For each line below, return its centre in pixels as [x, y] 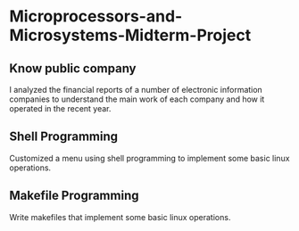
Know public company [73, 68]
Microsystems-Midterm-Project [130, 35]
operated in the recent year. [60, 108]
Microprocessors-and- [96, 16]
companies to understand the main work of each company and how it [137, 99]
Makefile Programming [74, 196]
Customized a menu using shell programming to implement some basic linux [149, 158]
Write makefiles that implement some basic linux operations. [120, 217]
